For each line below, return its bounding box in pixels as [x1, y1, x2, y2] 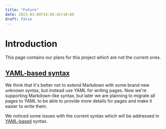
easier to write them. [5, 103, 48, 110]
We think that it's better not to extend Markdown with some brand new [5, 82, 150, 88]
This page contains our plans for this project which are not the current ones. [5, 54, 162, 60]
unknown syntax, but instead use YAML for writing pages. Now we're [5, 88, 147, 94]
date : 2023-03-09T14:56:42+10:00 [5, 12, 75, 17]
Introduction [5, 38, 58, 49]
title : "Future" [5, 7, 39, 12]
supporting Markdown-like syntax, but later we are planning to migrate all [5, 93, 156, 99]
